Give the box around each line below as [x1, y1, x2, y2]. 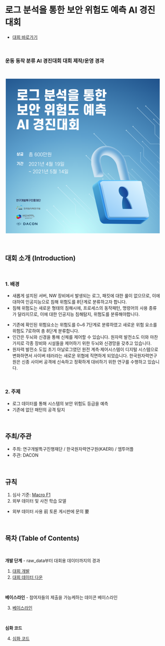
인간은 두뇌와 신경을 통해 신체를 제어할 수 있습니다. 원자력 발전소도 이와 [12, 334, 149, 340]
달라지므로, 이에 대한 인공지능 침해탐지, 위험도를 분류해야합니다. [17, 311, 140, 317]
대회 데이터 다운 [12, 574, 43, 580]
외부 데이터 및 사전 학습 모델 [12, 498, 66, 504]
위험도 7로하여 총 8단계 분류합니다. [12, 328, 80, 334]
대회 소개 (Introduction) [5, 254, 76, 262]
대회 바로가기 [12, 34, 38, 40]
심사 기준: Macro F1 [12, 492, 51, 498]
